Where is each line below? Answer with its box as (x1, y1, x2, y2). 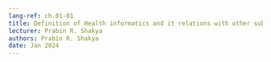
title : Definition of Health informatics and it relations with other (8, 19, 251, 27)
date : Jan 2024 (8, 42, 60, 50)
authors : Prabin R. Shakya (8, 34, 99, 43)
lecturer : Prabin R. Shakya (8, 27, 103, 35)
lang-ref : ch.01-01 (8, 11, 74, 20)
